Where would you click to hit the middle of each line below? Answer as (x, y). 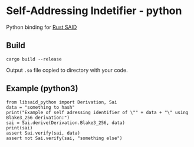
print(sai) (19, 128)
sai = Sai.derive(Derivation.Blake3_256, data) (66, 123)
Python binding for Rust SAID (42, 27)
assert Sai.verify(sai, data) (43, 133)
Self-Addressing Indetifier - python (94, 11)
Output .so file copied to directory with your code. (67, 70)
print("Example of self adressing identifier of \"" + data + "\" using (97, 112)
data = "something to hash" (41, 107)
